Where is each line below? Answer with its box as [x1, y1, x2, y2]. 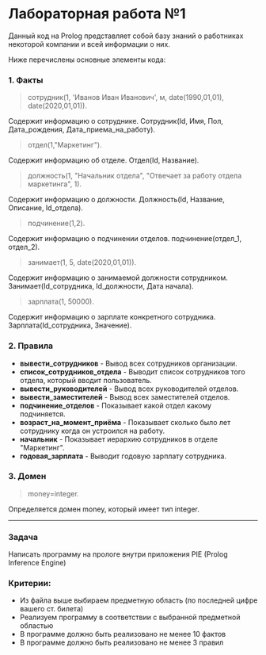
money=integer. [27, 488, 79, 498]
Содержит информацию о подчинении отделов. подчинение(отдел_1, [8, 234, 242, 243]
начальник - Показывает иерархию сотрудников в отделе [19, 434, 218, 444]
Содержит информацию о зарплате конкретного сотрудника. [8, 312, 216, 322]
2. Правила [8, 340, 54, 351]
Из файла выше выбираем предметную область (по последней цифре [19, 596, 258, 605]
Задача [8, 531, 38, 542]
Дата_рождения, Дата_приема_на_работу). [8, 124, 156, 135]
